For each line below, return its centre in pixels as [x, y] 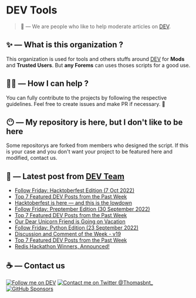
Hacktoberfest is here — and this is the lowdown [73, 203]
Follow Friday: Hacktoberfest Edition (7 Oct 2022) [75, 190]
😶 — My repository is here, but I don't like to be [94, 122]
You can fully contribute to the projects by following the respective [87, 98]
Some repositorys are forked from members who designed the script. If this [97, 145]
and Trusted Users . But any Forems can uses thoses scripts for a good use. [98, 65]
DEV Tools [32, 10]
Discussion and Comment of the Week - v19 [68, 234]
